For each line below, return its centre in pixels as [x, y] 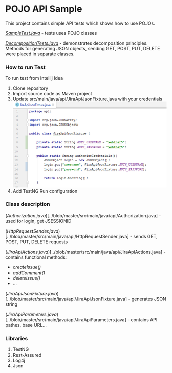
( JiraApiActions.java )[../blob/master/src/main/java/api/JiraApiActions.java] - [85, 252]
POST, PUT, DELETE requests [37, 242]
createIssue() [27, 267]
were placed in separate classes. [40, 54]
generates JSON [149, 299]
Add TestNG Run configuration [45, 191]
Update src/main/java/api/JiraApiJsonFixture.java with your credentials [88, 99]
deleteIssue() [27, 278]
